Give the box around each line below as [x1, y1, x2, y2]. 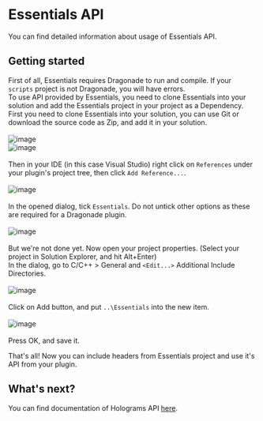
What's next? [8, 382, 76, 396]
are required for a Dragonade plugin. [8, 209, 127, 219]
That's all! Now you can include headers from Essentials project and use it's [8, 351, 255, 360]
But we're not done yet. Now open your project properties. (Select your [8, 243, 239, 253]
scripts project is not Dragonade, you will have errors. [8, 84, 186, 93]
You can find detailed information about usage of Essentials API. [8, 32, 217, 41]
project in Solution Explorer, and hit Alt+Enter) [8, 251, 157, 261]
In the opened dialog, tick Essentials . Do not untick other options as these [8, 201, 250, 211]
